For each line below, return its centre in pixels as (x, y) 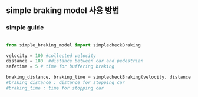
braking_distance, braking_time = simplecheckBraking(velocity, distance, (100, 77)
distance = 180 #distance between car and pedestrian (75, 61)
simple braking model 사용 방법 (63, 11)
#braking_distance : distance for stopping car (66, 83)
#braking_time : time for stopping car (55, 88)
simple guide (25, 28)
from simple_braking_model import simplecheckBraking (74, 45)
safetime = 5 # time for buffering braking (60, 66)
